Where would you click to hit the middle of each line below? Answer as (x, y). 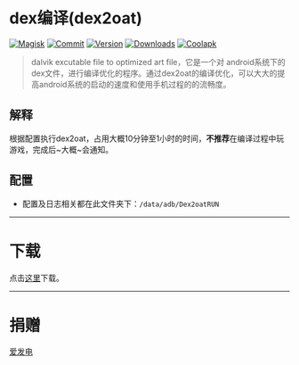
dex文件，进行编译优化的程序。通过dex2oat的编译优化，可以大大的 (154, 73)
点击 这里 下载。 (36, 278)
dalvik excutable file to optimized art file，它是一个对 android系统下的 (158, 62)
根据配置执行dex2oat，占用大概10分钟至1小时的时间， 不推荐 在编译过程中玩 (147, 138)
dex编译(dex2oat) (76, 18)
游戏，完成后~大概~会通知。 (61, 149)
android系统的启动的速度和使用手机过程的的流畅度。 (135, 84)
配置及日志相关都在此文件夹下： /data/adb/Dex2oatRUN (121, 203)
